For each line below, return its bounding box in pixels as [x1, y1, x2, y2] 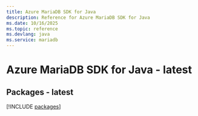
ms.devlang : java [6, 31, 50, 37]
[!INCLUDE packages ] [6, 103, 61, 110]
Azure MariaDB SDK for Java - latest [6, 63, 193, 77]
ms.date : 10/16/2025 [6, 20, 59, 26]
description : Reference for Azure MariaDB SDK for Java [6, 14, 150, 21]
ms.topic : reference [6, 25, 59, 32]
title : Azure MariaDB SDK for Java [6, 8, 96, 15]
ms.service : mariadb [6, 37, 59, 43]
